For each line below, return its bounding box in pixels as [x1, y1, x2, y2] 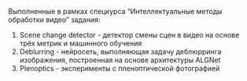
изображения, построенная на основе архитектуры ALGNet [19, 55, 221, 64]
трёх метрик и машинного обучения [19, 39, 142, 48]
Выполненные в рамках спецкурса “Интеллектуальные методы [8, 7, 223, 16]
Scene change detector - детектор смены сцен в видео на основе [19, 31, 240, 39]
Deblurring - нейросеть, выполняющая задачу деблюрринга [19, 47, 222, 56]
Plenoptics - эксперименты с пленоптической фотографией [19, 64, 220, 73]
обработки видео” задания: [8, 15, 101, 24]
